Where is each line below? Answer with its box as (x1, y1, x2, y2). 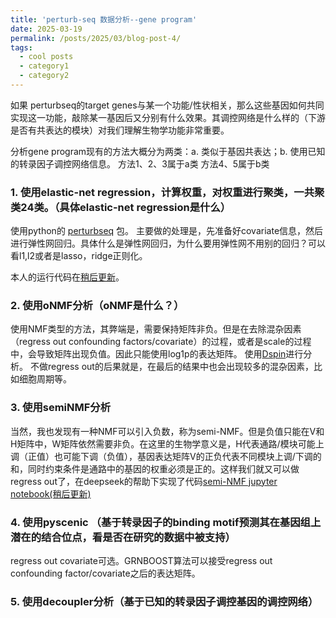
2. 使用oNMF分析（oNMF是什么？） (10, 299, 185, 313)
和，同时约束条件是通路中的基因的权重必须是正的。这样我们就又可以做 (10, 462, 300, 475)
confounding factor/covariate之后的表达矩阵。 (10, 567, 201, 580)
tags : (10, 42, 33, 53)
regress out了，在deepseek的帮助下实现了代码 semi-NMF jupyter (10, 475, 278, 487)
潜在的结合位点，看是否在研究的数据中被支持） (10, 530, 236, 544)
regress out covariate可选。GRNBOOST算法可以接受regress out (10, 555, 273, 567)
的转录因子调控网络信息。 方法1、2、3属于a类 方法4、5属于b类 (10, 157, 270, 170)
